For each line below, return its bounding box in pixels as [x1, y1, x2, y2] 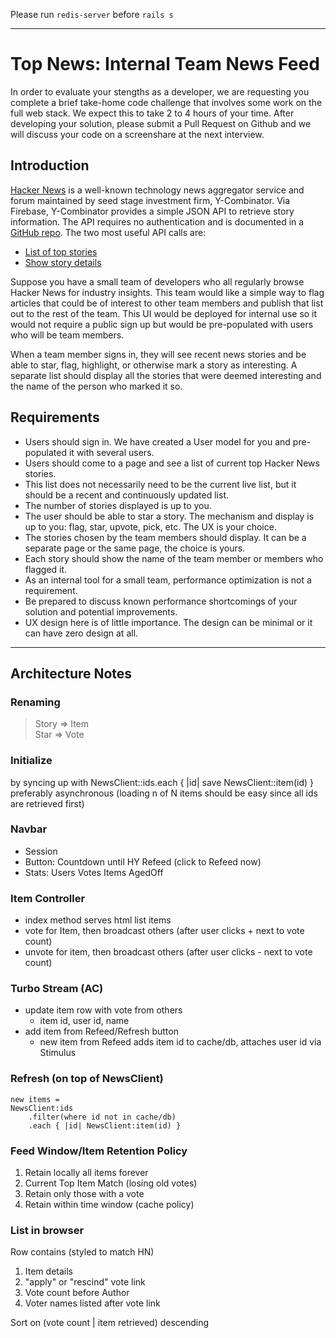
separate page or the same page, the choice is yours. [24, 542, 246, 554]
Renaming [10, 695, 61, 709]
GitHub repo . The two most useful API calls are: [10, 226, 207, 238]
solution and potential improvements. [24, 605, 178, 618]
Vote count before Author [24, 1287, 130, 1299]
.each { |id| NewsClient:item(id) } [28, 1120, 182, 1131]
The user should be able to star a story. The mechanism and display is [24, 510, 315, 522]
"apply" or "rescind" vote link [24, 1276, 146, 1288]
